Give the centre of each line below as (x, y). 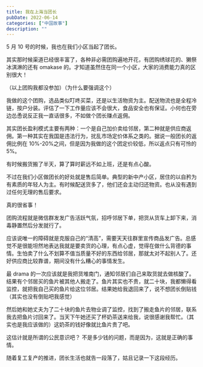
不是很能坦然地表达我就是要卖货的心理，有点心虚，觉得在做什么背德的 (98, 246)
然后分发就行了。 (43, 225)
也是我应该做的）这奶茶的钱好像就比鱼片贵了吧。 (72, 325)
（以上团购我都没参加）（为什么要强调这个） (60, 88)
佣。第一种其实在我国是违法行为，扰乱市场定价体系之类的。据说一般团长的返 (101, 136)
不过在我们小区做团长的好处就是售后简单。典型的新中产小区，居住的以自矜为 (101, 177)
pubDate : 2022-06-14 (32, 18)
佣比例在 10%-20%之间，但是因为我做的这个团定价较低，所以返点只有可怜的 (101, 144)
